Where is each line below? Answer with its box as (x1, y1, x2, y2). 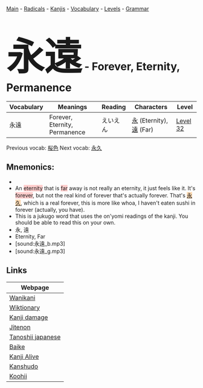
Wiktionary (9, 303, 40, 311)
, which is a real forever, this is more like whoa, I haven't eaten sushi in (20, 199, 196, 206)
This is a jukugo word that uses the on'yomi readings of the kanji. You (14, 212, 188, 220)
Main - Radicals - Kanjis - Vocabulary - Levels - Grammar (6, 5, 149, 12)
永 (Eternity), (132, 116, 168, 124)
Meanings (57, 103, 88, 111)
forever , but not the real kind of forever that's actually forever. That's (14, 191, 186, 199)
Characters (134, 103, 168, 111)
